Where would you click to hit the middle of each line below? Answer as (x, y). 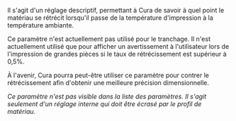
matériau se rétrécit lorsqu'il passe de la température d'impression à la (111, 18)
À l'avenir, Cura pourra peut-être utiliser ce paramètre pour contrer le (108, 75)
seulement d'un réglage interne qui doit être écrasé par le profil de (105, 104)
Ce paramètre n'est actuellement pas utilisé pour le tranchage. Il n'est (109, 39)
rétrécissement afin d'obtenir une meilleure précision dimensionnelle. (108, 83)
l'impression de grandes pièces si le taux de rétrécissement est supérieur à (117, 54)
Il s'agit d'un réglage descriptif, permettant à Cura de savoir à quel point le (116, 10)
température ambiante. (41, 25)
